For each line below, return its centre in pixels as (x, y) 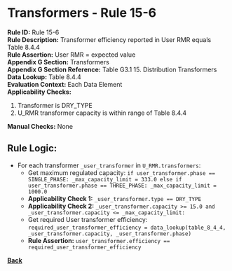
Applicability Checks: (39, 92)
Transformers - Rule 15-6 (82, 13)
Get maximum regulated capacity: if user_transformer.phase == (122, 172)
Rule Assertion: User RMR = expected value (71, 55)
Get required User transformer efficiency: (88, 219)
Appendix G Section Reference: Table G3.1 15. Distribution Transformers (112, 69)
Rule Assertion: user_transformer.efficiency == (99, 240)
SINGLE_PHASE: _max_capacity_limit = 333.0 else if (105, 179)
